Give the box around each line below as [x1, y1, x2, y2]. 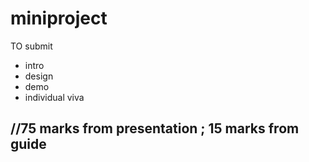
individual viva [24, 91, 85, 103]
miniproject [10, 7, 108, 30]
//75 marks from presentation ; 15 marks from [10, 120, 300, 137]
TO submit [10, 40, 53, 52]
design [24, 70, 54, 82]
